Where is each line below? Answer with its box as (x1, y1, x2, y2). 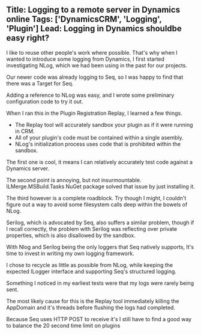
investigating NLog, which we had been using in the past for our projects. (6, 61, 188, 69)
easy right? (6, 33, 50, 43)
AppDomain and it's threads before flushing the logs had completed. (6, 304, 176, 311)
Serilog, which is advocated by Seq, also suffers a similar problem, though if (6, 219, 194, 226)
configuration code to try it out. (6, 97, 83, 105)
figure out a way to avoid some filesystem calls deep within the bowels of (6, 201, 188, 208)
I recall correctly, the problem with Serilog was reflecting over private (6, 225, 178, 232)
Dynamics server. (6, 165, 50, 172)
